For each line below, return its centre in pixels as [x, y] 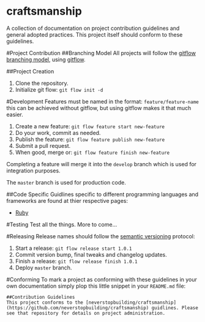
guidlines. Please [175, 308]
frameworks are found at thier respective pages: [67, 200]
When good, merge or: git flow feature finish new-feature [92, 152]
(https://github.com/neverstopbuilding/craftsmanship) [78, 308]
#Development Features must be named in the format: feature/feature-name [102, 101]
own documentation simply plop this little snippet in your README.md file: [96, 286]
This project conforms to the [45, 302]
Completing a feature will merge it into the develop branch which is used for [102, 164]
